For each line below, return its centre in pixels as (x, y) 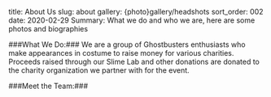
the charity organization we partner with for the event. (99, 70)
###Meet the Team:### (48, 86)
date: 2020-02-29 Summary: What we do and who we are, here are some (132, 20)
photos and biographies (48, 29)
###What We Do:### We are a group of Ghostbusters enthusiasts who (127, 44)
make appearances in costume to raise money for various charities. (121, 53)
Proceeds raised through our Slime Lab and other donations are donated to (134, 61)
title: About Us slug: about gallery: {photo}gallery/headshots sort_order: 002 (136, 12)
